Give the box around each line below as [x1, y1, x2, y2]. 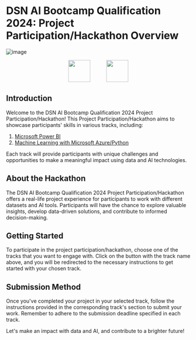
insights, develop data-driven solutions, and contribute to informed [6, 208, 167, 215]
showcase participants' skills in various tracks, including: [6, 121, 143, 128]
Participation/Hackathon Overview [6, 29, 179, 42]
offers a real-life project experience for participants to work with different [6, 195, 183, 202]
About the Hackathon [6, 174, 86, 184]
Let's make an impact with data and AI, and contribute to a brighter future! [6, 328, 185, 335]
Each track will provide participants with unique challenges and [6, 150, 159, 157]
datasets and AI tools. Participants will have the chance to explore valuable [6, 201, 187, 208]
